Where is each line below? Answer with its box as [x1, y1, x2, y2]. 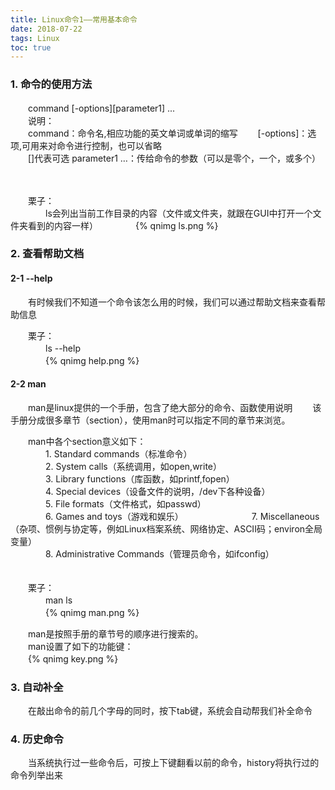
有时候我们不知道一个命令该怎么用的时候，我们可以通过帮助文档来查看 [27, 296, 317, 308]
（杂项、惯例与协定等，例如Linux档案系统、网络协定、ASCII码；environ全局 [10, 522, 323, 535]
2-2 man [10, 378, 47, 390]
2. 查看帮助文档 [10, 247, 85, 261]
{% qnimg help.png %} [44, 354, 140, 366]
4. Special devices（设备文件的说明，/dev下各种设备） [44, 485, 271, 497]
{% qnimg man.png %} [44, 606, 140, 618]
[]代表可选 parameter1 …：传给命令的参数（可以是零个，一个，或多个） [27, 152, 321, 164]
